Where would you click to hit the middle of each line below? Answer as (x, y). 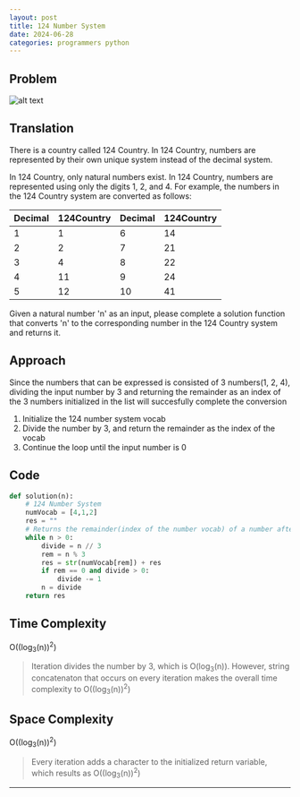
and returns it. (35, 332)
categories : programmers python (69, 43)
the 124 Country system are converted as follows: (100, 196)
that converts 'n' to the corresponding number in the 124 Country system (144, 322)
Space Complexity (62, 719)
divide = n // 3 (71, 546)
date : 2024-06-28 (42, 34)
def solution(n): (42, 496)
